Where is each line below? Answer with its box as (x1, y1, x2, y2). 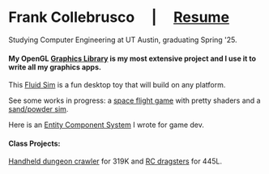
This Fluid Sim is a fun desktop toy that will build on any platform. (8, 80, 226, 90)
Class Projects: (8, 138, 61, 148)
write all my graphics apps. (8, 62, 101, 72)
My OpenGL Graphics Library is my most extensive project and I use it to (8, 53, 257, 63)
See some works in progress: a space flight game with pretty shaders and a (8, 95, 261, 105)
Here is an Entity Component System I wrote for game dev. (8, 120, 204, 129)
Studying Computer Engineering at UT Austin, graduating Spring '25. (8, 35, 237, 45)
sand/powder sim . (8, 104, 69, 114)
